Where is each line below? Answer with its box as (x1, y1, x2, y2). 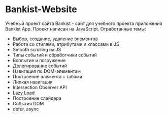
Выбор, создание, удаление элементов (12, 36, 98, 42)
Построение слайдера (12, 95, 62, 101)
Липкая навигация (12, 79, 53, 85)
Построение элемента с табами (12, 73, 83, 79)
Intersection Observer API (12, 84, 67, 90)
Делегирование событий (12, 63, 67, 69)
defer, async (12, 106, 39, 112)
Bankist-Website (5, 4, 77, 15)
